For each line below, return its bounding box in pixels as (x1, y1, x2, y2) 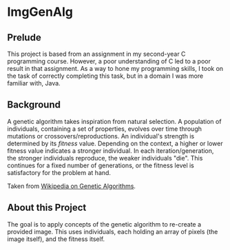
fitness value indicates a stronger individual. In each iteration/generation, (7, 146, 214, 155)
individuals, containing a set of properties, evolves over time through (7, 125, 202, 133)
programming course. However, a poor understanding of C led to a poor (7, 57, 211, 65)
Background (7, 99, 61, 111)
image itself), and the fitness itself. (7, 235, 105, 243)
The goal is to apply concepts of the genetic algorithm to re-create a (7, 220, 202, 228)
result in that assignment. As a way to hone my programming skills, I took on (7, 65, 224, 72)
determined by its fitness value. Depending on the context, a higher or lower (7, 139, 223, 147)
